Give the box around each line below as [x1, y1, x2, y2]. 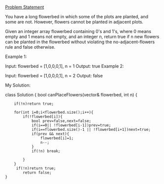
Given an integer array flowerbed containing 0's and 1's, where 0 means [5, 29, 152, 34]
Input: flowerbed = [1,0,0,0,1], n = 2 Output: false [5, 73, 103, 78]
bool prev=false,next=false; [31, 119, 92, 123]
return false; [23, 170, 52, 175]
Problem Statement [5, 4, 44, 10]
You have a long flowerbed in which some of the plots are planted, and [5, 14, 149, 19]
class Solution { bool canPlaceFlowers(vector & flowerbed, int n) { [5, 92, 137, 97]
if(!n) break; [31, 149, 61, 153]
